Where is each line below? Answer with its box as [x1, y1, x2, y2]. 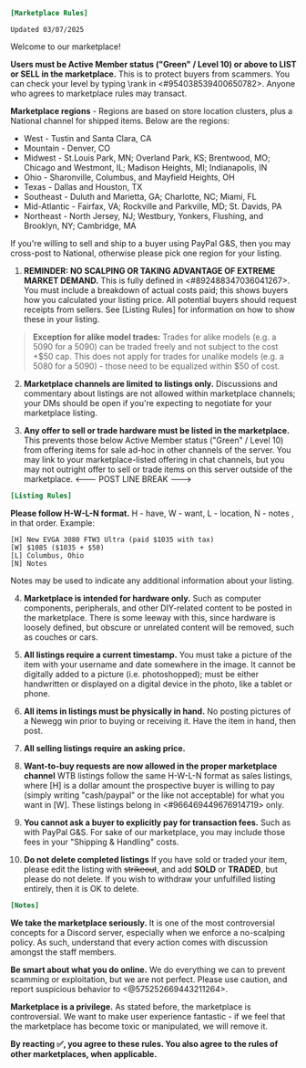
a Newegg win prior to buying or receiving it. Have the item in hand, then [23, 715, 297, 726]
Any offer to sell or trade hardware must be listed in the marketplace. [23, 424, 291, 435]
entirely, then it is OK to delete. [23, 883, 139, 894]
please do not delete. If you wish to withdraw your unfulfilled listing [23, 873, 276, 885]
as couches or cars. [23, 631, 98, 643]
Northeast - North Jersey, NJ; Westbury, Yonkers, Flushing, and [23, 210, 263, 221]
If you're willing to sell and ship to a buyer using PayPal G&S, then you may [10, 237, 291, 248]
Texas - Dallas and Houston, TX [23, 181, 143, 192]
